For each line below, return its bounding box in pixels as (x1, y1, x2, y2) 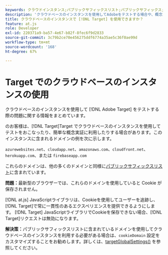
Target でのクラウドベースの (5, 76, 122, 88)
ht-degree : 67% (5, 49, 37, 54)
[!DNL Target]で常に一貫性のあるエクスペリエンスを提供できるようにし (5, 203, 151, 209)
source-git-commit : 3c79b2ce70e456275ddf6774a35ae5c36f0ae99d (5, 35, 137, 40)
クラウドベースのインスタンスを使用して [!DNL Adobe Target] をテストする (5, 106, 159, 112)
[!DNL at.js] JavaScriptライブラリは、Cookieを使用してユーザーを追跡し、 (5, 197, 158, 203)
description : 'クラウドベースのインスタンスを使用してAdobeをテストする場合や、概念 (5, 12, 162, 17)
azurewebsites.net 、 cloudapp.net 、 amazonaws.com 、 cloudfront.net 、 (5, 146, 148, 152)
